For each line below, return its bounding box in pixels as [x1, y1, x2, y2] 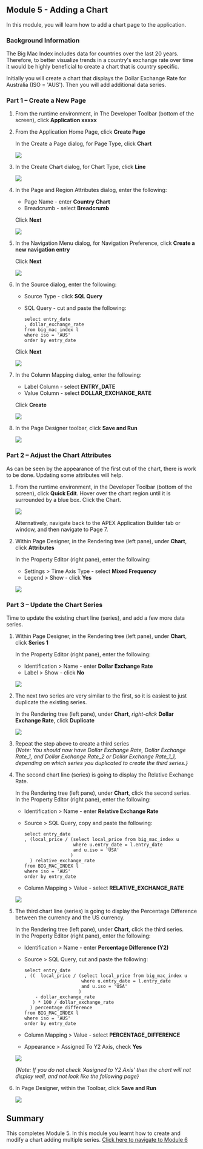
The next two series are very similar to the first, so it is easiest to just [15, 692, 187, 699]
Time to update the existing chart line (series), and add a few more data [6, 614, 185, 622]
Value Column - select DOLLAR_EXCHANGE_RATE [24, 389, 151, 397]
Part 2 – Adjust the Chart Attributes [6, 451, 112, 459]
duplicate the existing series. [15, 699, 87, 705]
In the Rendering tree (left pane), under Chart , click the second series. [15, 789, 191, 797]
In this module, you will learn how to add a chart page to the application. [6, 21, 187, 28]
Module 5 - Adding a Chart [6, 5, 108, 15]
